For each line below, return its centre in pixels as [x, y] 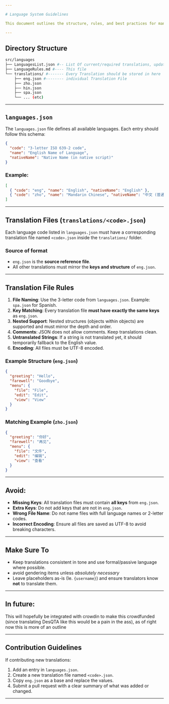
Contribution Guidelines [44, 648]
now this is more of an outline [36, 627]
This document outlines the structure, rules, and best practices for [81, 23]
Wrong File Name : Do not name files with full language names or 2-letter [88, 513]
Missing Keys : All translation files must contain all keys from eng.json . [86, 503]
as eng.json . [25, 316]
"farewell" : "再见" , [30, 442]
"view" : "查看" [29, 461]
